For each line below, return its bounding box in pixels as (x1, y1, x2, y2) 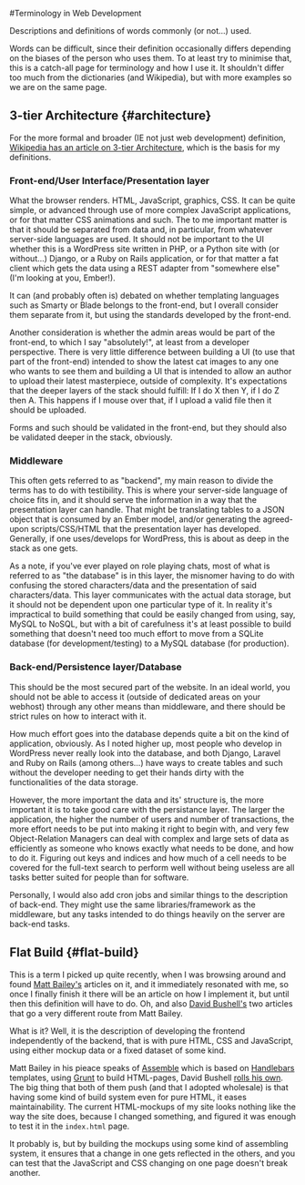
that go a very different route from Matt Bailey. (9, 1007, 184, 1018)
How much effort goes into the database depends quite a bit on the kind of (9, 728, 290, 739)
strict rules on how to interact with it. (9, 710, 147, 721)
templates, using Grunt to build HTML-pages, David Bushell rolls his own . (9, 1072, 284, 1083)
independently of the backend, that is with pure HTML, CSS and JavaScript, (9, 1035, 294, 1046)
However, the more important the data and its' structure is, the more (9, 794, 264, 805)
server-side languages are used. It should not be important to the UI (9, 234, 265, 245)
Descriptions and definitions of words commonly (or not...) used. (9, 26, 252, 36)
